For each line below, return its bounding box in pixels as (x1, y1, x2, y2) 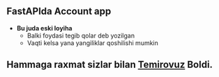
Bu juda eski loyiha (16, 24, 73, 32)
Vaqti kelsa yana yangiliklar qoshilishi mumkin (27, 38, 158, 47)
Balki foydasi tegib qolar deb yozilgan (27, 31, 135, 40)
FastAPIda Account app (6, 6, 112, 17)
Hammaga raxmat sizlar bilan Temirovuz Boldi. (6, 59, 213, 71)
